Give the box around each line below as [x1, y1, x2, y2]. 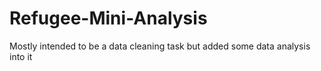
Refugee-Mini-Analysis [9, 7, 208, 30]
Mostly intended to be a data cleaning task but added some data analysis [9, 40, 311, 52]
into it [9, 50, 33, 62]
